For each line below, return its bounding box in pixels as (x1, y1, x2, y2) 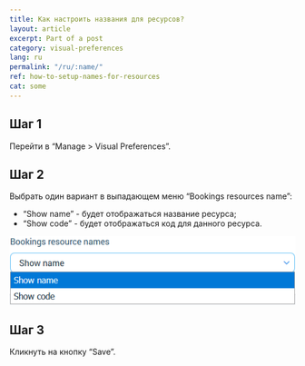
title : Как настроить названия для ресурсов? (9, 15, 184, 24)
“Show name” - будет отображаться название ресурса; (22, 209, 237, 220)
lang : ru (9, 53, 43, 63)
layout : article (9, 24, 71, 34)
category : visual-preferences (9, 44, 124, 53)
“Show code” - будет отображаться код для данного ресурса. (22, 218, 262, 229)
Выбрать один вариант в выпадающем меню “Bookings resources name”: (9, 191, 292, 202)
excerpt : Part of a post (9, 34, 103, 43)
